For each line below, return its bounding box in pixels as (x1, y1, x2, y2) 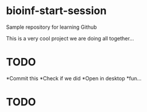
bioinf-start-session (6, 4, 107, 18)
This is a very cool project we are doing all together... (6, 35, 134, 42)
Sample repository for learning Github (6, 23, 97, 30)
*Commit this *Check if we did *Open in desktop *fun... (6, 74, 142, 82)
